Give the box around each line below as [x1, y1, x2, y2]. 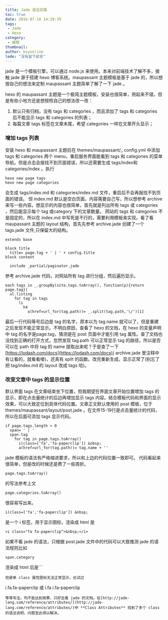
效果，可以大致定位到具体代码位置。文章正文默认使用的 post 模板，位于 [5, 401, 152, 407]
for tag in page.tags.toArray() [14, 436, 81, 441]
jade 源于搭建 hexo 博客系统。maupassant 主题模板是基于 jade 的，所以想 [10, 75, 163, 81]
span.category [5, 554, 35, 560]
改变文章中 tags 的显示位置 [5, 376, 70, 383]
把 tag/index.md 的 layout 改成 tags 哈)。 [5, 362, 89, 368]
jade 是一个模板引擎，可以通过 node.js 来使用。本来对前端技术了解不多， [5, 68, 156, 74]
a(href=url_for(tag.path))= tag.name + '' [18, 445, 108, 450]
